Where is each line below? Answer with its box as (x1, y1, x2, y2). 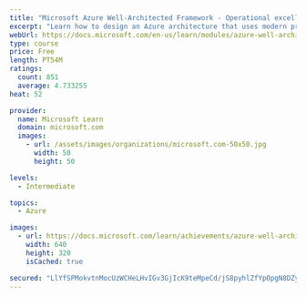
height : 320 (25, 248, 71, 258)
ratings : (9, 65, 43, 74)
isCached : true (25, 257, 84, 266)
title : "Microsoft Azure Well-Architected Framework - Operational (9, 13, 271, 23)
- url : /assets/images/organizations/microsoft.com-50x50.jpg (25, 140, 267, 149)
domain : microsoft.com (17, 123, 104, 132)
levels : (9, 173, 39, 182)
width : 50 (33, 148, 71, 158)
